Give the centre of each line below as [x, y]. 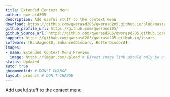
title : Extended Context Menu [37, 10]
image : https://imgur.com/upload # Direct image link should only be [84, 57]
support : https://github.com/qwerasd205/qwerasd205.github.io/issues [80, 38]
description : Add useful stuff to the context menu [61, 19]
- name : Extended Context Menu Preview [47, 52]
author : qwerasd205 [26, 15]
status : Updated [22, 62]
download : [16, 24]
